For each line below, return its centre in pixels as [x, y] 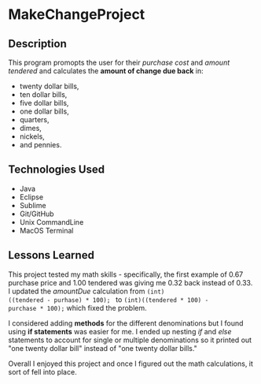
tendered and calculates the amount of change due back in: [106, 71]
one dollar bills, [44, 111]
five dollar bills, [44, 103]
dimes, [30, 128]
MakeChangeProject [77, 15]
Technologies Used [56, 170]
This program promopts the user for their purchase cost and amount [119, 62]
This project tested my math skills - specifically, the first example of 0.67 [126, 274]
